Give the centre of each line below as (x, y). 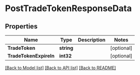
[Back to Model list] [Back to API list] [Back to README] (61, 68)
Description (92, 40)
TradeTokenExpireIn (31, 56)
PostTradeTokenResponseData (69, 8)
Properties (21, 26)
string (66, 48)
